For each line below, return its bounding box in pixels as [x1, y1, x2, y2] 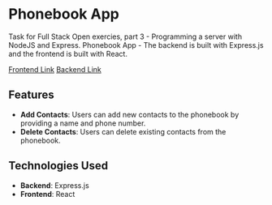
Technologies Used [8, 159, 108, 173]
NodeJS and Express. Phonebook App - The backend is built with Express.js [8, 40, 264, 49]
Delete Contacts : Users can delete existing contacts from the [19, 126, 227, 136]
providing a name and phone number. [19, 118, 146, 128]
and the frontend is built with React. [8, 49, 128, 58]
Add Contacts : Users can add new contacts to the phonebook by [19, 109, 240, 119]
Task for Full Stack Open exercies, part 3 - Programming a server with [8, 32, 242, 41]
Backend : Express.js [19, 180, 89, 190]
